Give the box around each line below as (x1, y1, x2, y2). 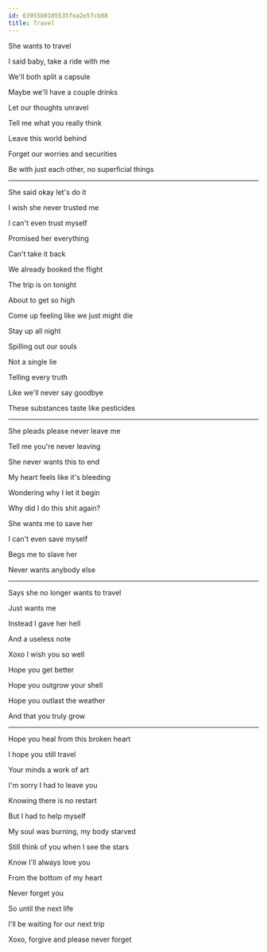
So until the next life (8, 903, 74, 913)
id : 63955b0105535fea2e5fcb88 (8, 11, 109, 20)
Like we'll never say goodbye (8, 388, 103, 397)
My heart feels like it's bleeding (8, 472, 111, 482)
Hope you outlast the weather (8, 696, 106, 705)
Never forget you (8, 888, 64, 898)
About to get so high (8, 295, 75, 305)
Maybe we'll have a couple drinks (8, 87, 118, 96)
